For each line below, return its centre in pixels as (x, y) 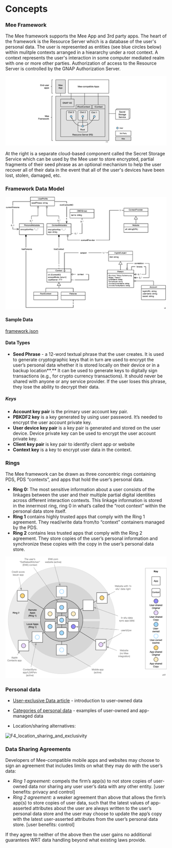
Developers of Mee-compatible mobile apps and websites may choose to (82, 760)
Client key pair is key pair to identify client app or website (74, 444)
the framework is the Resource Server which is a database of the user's (81, 42)
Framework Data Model (35, 189)
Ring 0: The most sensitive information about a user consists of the (84, 490)
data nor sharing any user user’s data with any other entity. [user (96, 786)
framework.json (22, 331)
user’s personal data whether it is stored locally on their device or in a (86, 365)
